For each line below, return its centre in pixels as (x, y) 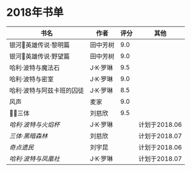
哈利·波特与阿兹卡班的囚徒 (47, 90)
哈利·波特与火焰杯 (35, 124)
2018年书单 (35, 12)
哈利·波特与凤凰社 (35, 158)
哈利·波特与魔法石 (35, 67)
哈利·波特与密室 (32, 79)
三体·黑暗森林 (28, 136)
